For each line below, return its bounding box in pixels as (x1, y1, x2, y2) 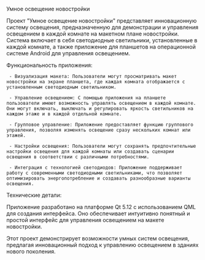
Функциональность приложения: (6, 61, 93, 69)
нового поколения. (6, 248, 56, 255)
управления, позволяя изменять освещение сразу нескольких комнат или (6, 127, 191, 133)
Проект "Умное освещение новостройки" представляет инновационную (6, 17, 197, 24)
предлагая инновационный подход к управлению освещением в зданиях (6, 242, 199, 248)
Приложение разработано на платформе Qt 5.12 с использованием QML (6, 204, 196, 210)
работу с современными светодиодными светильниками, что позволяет (6, 170, 183, 176)
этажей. (6, 132, 26, 139)
